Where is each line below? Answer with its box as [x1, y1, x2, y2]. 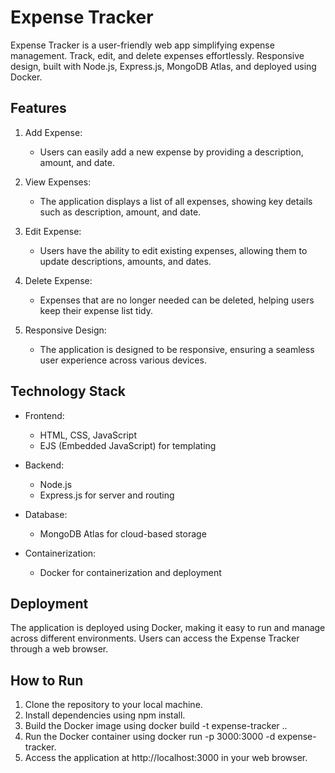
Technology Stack [10, 383, 126, 400]
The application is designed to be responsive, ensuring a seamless [39, 343, 315, 355]
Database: [24, 508, 68, 520]
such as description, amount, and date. [39, 206, 202, 218]
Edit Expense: [24, 225, 82, 237]
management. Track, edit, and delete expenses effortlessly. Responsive [10, 49, 305, 61]
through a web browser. [10, 643, 109, 655]
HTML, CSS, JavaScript [39, 429, 137, 441]
